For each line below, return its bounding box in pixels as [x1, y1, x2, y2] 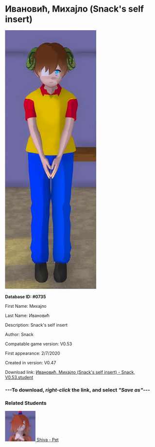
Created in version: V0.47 [5, 359, 56, 366]
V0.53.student [5, 374, 34, 380]
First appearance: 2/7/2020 [5, 350, 60, 356]
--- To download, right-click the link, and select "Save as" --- [5, 386, 151, 393]
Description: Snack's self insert [5, 322, 68, 328]
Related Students [5, 399, 47, 406]
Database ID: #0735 [5, 294, 46, 299]
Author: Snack [5, 331, 34, 337]
